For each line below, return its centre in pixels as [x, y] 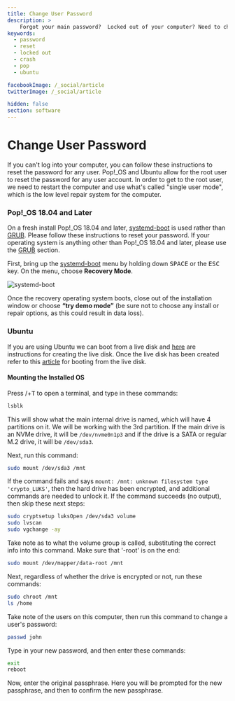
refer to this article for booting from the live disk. [77, 361]
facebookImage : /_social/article [56, 85]
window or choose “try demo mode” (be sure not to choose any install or [113, 306]
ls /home [20, 603]
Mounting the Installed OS [46, 377]
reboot [17, 669]
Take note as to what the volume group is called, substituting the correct [112, 543]
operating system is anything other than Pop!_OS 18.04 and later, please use [117, 243]
